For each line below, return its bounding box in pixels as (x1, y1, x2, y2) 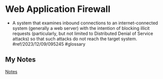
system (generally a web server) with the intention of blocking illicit (12, 25, 150, 31)
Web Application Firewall (5, 3, 111, 15)
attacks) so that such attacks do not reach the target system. (12, 36, 138, 42)
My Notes (5, 56, 36, 64)
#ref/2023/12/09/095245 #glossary (12, 41, 85, 47)
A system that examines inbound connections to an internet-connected (12, 20, 158, 26)
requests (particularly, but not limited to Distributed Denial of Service (12, 30, 153, 36)
